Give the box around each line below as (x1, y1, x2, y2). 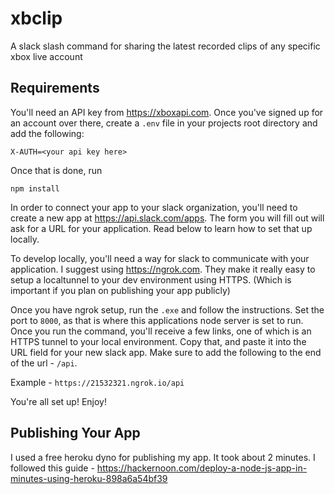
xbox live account (10, 50, 83, 62)
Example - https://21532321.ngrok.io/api (10, 376, 185, 388)
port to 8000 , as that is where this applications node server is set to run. (10, 314, 304, 326)
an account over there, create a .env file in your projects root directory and (10, 117, 318, 129)
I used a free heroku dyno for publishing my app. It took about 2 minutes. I (10, 451, 316, 463)
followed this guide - (10, 462, 95, 474)
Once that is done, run (10, 164, 103, 176)
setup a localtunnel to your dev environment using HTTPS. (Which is (10, 273, 292, 286)
